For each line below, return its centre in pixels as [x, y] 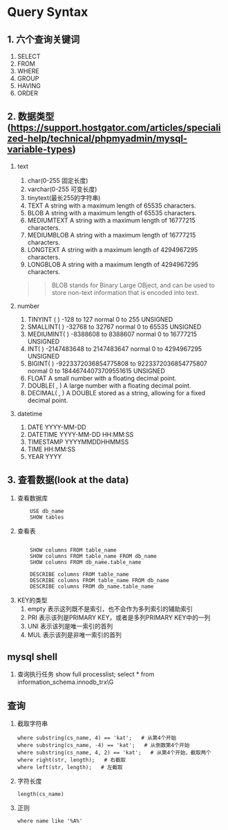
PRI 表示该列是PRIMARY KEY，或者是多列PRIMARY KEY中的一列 [119, 617]
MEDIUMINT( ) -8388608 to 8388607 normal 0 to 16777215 [112, 334]
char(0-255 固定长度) [58, 180]
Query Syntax [48, 12]
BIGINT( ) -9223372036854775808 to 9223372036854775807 [117, 363]
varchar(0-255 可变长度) [62, 189]
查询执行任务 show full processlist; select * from [86, 674]
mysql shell [32, 657]
